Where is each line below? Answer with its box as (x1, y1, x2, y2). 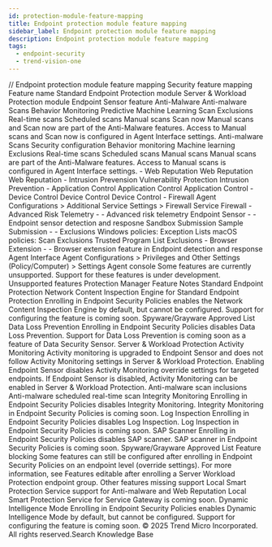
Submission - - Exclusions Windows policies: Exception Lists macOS (8, 226, 238, 236)
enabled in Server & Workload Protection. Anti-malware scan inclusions (8, 382, 248, 392)
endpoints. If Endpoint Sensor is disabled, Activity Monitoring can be (8, 374, 238, 383)
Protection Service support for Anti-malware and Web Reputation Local (8, 486, 247, 496)
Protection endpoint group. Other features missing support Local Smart (8, 477, 247, 487)
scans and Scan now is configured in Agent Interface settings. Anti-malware (8, 131, 264, 141)
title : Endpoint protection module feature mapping (8, 20, 187, 28)
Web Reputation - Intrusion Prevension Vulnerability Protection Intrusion (8, 174, 249, 184)
